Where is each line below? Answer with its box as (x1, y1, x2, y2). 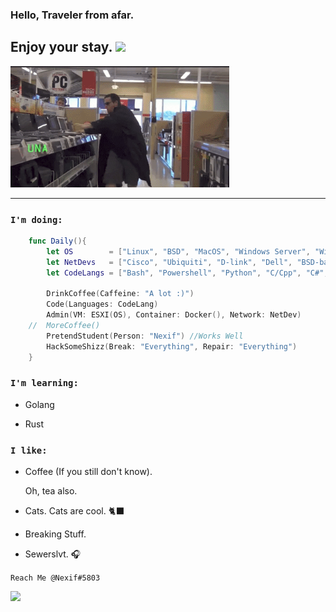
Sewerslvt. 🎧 (24, 548, 82, 560)
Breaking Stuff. (24, 528, 87, 540)
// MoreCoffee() (28, 320, 101, 330)
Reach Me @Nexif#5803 (10, 573, 101, 583)
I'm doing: (10, 214, 63, 225)
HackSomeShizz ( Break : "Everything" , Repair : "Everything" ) (46, 341, 298, 352)
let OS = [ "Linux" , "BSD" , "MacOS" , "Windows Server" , (46, 246, 311, 257)
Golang (24, 398, 55, 410)
